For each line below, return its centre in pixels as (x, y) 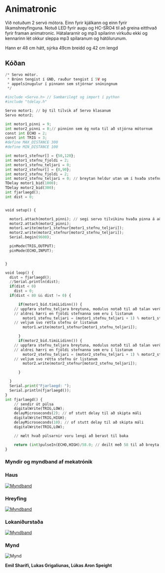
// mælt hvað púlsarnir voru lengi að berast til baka (71, 436)
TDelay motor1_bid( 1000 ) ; (31, 183)
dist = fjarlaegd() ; (30, 277)
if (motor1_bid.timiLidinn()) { (50, 304)
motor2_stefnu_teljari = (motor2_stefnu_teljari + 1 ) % (81, 354)
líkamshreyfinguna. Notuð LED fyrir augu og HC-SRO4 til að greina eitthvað (81, 28)
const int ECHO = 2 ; (26, 133)
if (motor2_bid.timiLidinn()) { (50, 341)
